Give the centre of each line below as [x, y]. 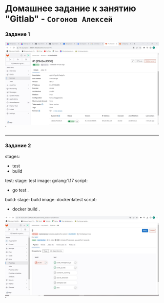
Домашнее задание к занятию [71, 9]
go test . [20, 190]
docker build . [26, 209]
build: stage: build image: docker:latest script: [51, 199]
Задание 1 [18, 34]
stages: [13, 156]
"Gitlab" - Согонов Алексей [59, 19]
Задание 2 [18, 146]
